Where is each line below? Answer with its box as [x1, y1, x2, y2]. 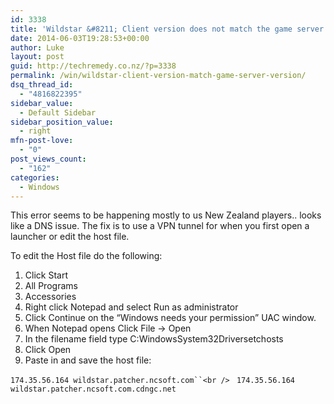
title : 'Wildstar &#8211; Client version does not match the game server [10, 24, 325, 34]
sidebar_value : [10, 98, 74, 108]
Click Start [24, 269, 68, 281]
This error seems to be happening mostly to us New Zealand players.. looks [10, 209, 322, 221]
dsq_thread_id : [10, 80, 74, 90]
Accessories [24, 291, 77, 303]
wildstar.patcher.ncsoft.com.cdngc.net [10, 384, 177, 395]
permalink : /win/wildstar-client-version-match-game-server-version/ [10, 71, 307, 81]
